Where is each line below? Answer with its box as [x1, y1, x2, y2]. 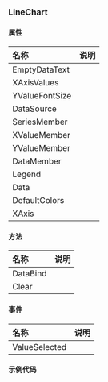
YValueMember [12, 143, 70, 154]
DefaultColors [12, 195, 65, 206]
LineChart [8, 6, 48, 18]
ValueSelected [12, 341, 67, 352]
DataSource [12, 103, 58, 114]
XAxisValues [12, 77, 59, 89]
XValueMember [12, 130, 70, 141]
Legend [12, 168, 42, 180]
